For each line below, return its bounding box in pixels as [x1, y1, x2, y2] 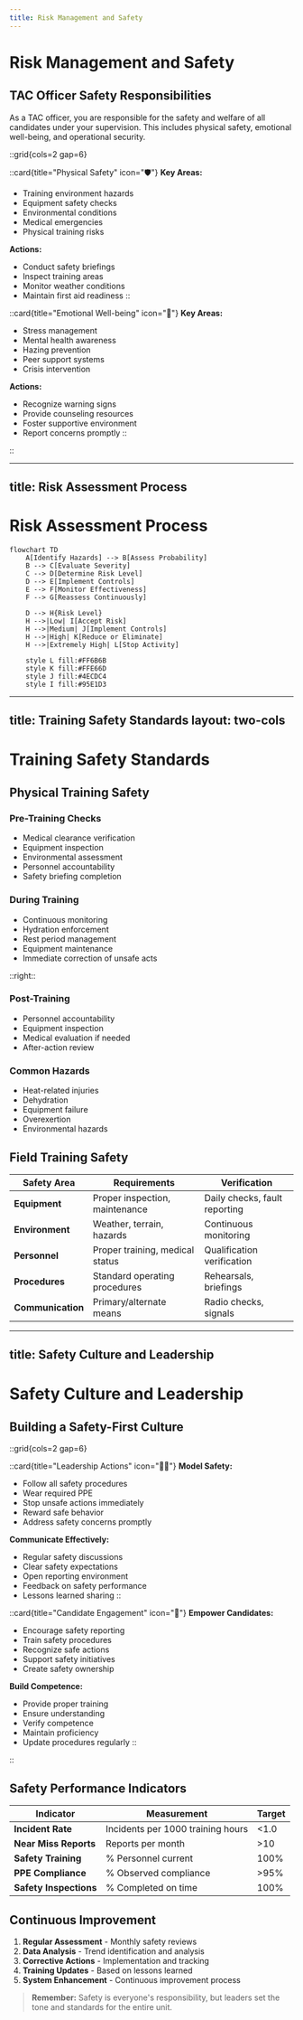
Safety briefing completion [22, 871, 122, 882]
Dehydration [22, 1095, 69, 1105]
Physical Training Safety [9, 785, 151, 800]
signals [204, 1307, 234, 1320]
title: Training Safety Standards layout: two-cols [9, 713, 286, 728]
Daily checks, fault [204, 1191, 282, 1204]
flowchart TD [9, 545, 59, 554]
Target [256, 1808, 286, 1820]
